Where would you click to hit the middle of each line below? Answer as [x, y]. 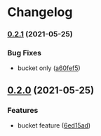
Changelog [40, 12]
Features [23, 110]
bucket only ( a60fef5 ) [49, 68]
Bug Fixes [25, 53]
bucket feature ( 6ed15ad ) [54, 125]
